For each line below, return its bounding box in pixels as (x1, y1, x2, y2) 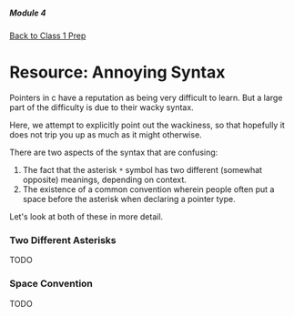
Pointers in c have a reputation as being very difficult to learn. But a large (9, 92, 283, 103)
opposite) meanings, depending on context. (22, 174, 187, 185)
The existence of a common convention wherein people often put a (22, 183, 275, 195)
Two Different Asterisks (9, 233, 117, 246)
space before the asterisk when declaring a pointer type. (22, 193, 236, 204)
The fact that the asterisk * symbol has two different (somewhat (22, 164, 262, 175)
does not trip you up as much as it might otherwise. (9, 128, 202, 140)
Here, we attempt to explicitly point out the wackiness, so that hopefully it (9, 119, 285, 130)
